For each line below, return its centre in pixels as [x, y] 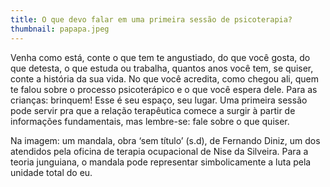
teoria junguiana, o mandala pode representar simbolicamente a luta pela [161, 162]
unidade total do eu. [51, 172]
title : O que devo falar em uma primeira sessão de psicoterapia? [151, 19]
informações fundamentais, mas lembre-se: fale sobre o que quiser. [150, 121]
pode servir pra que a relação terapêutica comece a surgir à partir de [153, 110]
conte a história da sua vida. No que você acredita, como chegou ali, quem [164, 78]
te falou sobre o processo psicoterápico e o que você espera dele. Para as [164, 89]
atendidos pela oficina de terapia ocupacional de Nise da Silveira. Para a [159, 151]
